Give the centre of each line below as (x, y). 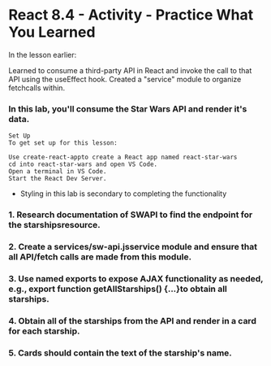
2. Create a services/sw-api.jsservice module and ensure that (133, 247)
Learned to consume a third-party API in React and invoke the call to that (130, 70)
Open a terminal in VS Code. (58, 172)
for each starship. (44, 331)
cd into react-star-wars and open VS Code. (83, 164)
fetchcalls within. (37, 88)
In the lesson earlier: (43, 54)
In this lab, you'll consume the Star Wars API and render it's (128, 109)
